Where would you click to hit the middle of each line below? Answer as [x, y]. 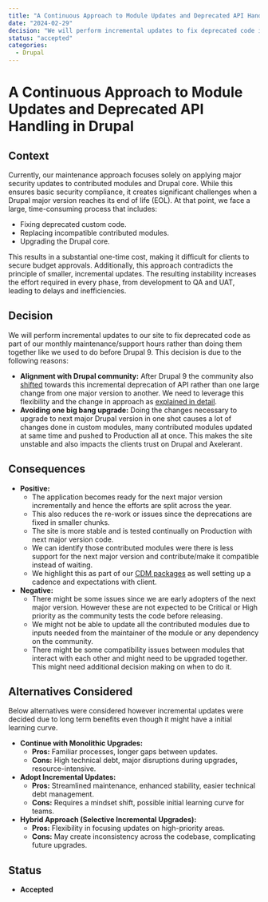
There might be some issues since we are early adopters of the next [144, 598]
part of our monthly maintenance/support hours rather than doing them [125, 344]
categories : [28, 46]
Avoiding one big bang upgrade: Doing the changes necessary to [128, 410]
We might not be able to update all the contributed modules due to [140, 624]
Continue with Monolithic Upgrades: [81, 743]
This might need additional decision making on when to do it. [132, 666]
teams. [43, 811]
